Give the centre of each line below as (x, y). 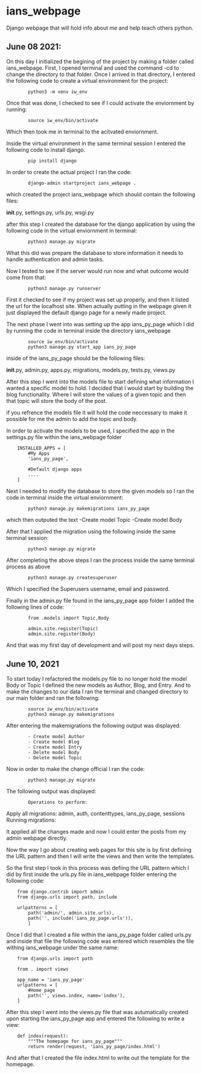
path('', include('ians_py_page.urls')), (81, 918)
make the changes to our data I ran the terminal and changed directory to (97, 691)
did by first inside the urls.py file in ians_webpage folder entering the (91, 874)
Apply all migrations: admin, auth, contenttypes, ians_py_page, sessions (96, 813)
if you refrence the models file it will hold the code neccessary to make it (97, 413)
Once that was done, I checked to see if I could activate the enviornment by (100, 103)
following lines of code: (35, 607)
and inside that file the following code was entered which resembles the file (100, 941)
